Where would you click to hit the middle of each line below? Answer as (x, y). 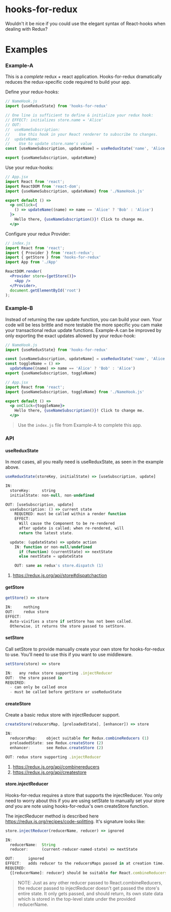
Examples (26, 50)
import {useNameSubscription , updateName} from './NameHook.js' (75, 191)
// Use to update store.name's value (49, 144)
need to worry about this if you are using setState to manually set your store (85, 801)
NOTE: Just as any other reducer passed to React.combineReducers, (90, 882)
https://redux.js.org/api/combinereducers (56, 766)
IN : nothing (22, 607)
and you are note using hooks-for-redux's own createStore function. (77, 806)
